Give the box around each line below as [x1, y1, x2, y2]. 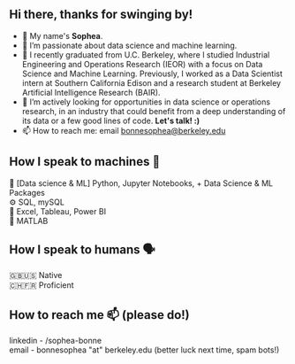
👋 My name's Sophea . [21, 30, 103, 41]
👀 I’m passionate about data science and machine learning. [21, 40, 238, 50]
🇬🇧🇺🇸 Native [9, 270, 63, 281]
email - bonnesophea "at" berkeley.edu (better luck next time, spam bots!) [9, 345, 280, 355]
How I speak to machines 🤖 [9, 154, 161, 169]
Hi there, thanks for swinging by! [9, 7, 193, 22]
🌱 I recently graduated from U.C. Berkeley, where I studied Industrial [21, 49, 270, 60]
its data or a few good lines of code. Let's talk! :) [21, 115, 200, 126]
